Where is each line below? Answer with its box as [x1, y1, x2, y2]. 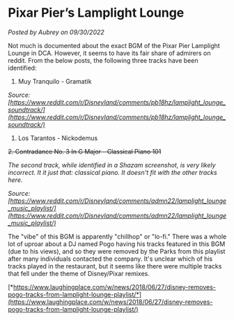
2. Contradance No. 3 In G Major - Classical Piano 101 [8, 147, 162, 155]
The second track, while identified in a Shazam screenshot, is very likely [8, 160, 216, 169]
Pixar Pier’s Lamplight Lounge [8, 5, 185, 21]
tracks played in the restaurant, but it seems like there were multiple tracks [8, 261, 222, 270]
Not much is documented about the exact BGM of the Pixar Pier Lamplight [8, 41, 220, 49]
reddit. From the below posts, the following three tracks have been [8, 56, 198, 64]
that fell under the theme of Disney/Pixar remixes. [8, 269, 150, 277]
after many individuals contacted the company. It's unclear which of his [8, 254, 213, 263]
